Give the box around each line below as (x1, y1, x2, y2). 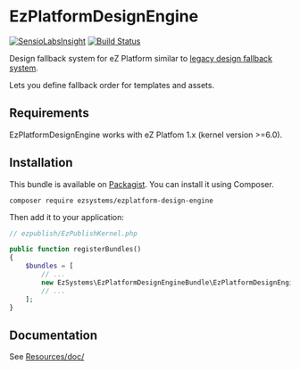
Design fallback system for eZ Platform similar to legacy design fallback (9, 53, 273, 63)
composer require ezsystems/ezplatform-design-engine (9, 196, 214, 205)
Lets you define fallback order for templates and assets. (9, 79, 215, 90)
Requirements (9, 105, 89, 121)
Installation (9, 155, 73, 170)
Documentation (9, 327, 98, 342)
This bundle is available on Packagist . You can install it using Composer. (9, 178, 274, 189)
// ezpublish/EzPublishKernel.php (9, 229, 138, 238)
